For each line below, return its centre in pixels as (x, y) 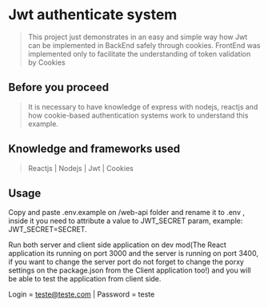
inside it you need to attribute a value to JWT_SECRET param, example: (126, 221)
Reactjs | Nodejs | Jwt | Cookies (80, 168)
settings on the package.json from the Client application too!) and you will (130, 270)
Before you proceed (59, 88)
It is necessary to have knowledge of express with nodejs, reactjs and (143, 106)
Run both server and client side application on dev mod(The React (117, 245)
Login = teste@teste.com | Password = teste (82, 294)
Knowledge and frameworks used (94, 149)
